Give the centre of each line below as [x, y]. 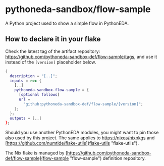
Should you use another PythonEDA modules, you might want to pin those [82, 133]
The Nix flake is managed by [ [36, 153]
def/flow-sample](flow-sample [37, 158]
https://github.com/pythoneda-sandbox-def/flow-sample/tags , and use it [81, 57]
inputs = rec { [26, 81]
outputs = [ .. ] [26, 118]
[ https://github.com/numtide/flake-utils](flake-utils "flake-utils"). [72, 143]
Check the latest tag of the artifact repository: [53, 51]
